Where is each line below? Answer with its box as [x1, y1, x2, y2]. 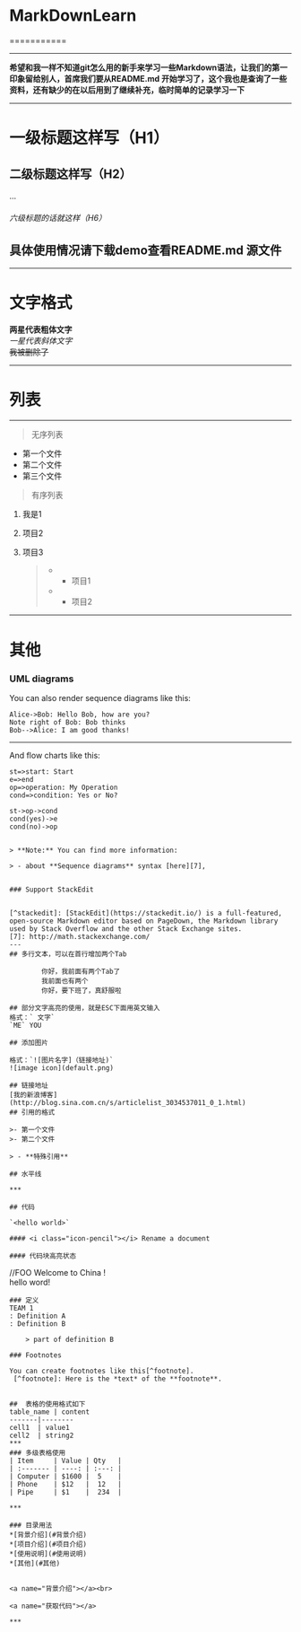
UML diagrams [9, 672, 74, 685]
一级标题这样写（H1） [9, 127, 169, 148]
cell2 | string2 [9, 1431, 74, 1440]
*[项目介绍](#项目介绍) [9, 1540, 88, 1549]
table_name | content [9, 1407, 90, 1417]
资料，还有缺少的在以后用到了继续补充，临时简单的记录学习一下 [9, 84, 245, 95]
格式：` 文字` [9, 1013, 56, 1022]
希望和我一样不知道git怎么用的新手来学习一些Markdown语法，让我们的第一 [9, 62, 288, 73]
